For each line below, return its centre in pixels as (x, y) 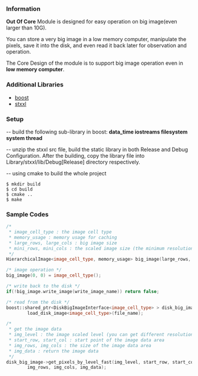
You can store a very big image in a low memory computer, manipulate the (96, 39)
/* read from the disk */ (38, 302)
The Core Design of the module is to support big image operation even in (95, 63)
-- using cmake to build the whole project (56, 173)
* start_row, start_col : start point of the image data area (87, 340)
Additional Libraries (35, 85)
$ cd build (19, 189)
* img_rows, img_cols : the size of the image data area (80, 345)
